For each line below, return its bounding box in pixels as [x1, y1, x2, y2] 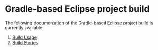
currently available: [5, 25, 44, 30]
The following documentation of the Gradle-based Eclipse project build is [5, 20, 153, 25]
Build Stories [12, 39, 38, 45]
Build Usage [12, 34, 37, 40]
